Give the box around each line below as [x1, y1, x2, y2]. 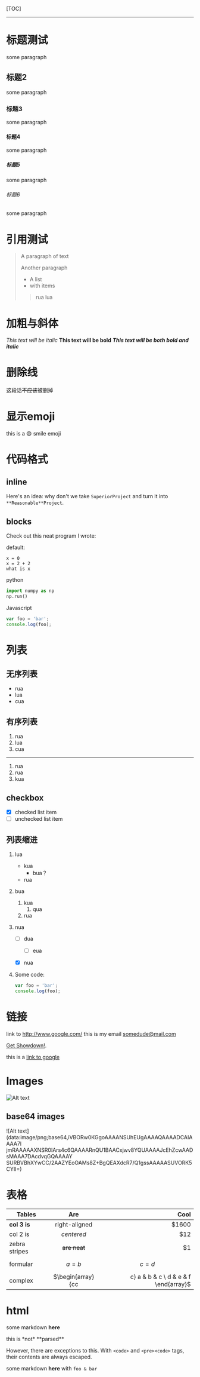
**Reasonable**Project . [6, 499, 64, 507]
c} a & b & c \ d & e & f [130, 1272, 191, 1281]
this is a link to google [6, 1053, 60, 1060]
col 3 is [9, 1220, 30, 1228]
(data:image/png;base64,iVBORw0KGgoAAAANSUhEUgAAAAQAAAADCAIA [6, 1133, 193, 1140]
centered [61, 1230, 86, 1238]
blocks [6, 516, 32, 526]
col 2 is [9, 1230, 30, 1238]
